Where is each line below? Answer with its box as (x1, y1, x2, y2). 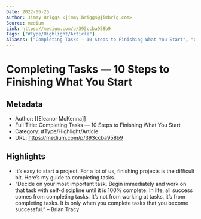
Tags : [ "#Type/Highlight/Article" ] (6, 31, 95, 37)
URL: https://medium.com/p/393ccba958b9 (14, 134, 124, 141)
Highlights (6, 151, 46, 162)
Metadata (6, 99, 43, 109)
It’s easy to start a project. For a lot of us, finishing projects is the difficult (14, 167, 195, 175)
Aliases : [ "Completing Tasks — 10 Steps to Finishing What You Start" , (6, 37, 188, 43)
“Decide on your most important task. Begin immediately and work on (14, 180, 187, 187)
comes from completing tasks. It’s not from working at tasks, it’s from (14, 193, 185, 200)
